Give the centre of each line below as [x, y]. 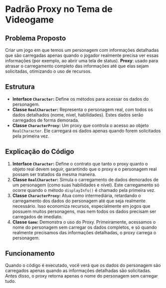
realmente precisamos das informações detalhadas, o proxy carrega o [84, 232]
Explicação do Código [40, 152]
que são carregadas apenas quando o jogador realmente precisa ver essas [82, 55]
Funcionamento [30, 253]
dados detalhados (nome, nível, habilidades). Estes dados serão [78, 115]
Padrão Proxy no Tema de [59, 9]
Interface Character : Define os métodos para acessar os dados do [81, 99]
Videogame [30, 20]
